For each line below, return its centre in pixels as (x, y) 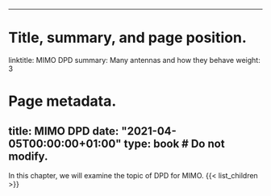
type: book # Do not (174, 143)
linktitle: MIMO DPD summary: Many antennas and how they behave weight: (134, 60)
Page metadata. (63, 101)
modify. (28, 156)
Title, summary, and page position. (128, 38)
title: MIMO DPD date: (64, 131)
